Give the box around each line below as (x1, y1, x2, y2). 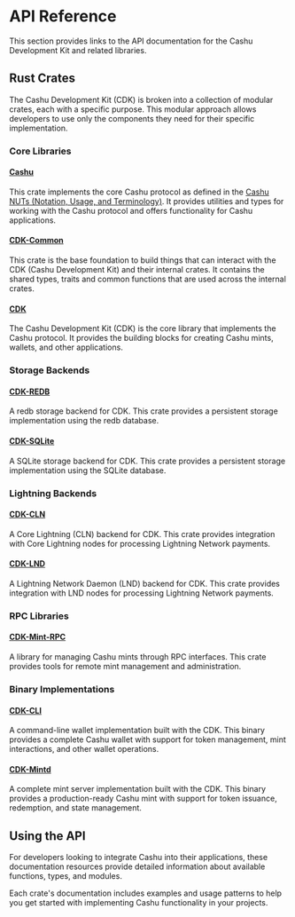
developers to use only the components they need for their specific (9, 113, 255, 123)
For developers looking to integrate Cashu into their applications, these (9, 852, 268, 863)
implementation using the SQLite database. (9, 464, 167, 476)
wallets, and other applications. (9, 342, 124, 352)
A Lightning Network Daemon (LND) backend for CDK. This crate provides (9, 578, 281, 589)
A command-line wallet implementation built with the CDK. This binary (9, 725, 266, 736)
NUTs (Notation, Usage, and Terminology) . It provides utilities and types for (9, 195, 284, 206)
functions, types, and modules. (9, 871, 122, 881)
